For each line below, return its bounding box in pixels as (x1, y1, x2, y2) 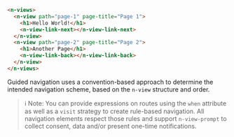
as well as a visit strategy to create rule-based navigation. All (24, 107, 205, 115)
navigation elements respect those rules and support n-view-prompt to (24, 114, 227, 122)
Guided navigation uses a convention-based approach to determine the (7, 78, 214, 86)
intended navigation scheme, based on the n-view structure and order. (7, 85, 210, 94)
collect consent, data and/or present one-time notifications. (24, 122, 197, 130)
